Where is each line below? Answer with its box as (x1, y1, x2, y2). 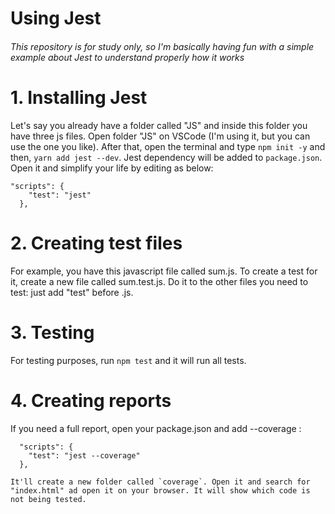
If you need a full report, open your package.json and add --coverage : (10, 422, 302, 434)
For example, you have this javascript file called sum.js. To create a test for (10, 265, 318, 277)
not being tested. (10, 494, 87, 504)
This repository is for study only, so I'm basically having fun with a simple (10, 40, 315, 52)
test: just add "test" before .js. (10, 286, 134, 298)
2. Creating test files (10, 232, 183, 254)
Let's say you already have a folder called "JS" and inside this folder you (10, 119, 308, 131)
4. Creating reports (10, 389, 172, 412)
